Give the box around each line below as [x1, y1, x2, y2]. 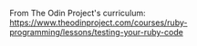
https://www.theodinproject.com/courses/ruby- [9, 17, 188, 28]
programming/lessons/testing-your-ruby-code [9, 27, 184, 37]
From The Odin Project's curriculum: [9, 8, 146, 18]
